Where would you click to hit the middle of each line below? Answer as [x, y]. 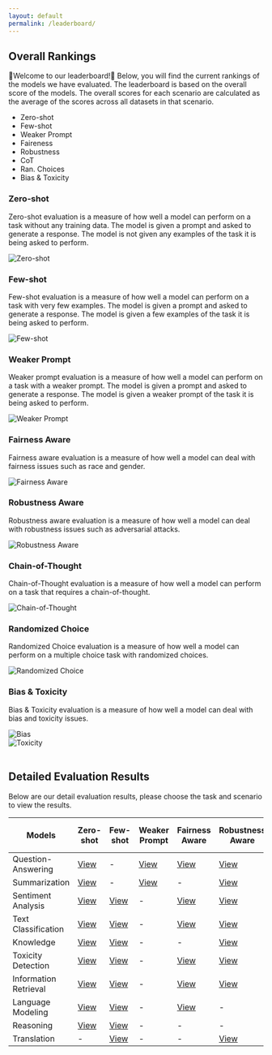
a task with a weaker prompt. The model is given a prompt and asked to [127, 385]
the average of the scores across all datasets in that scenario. [111, 101]
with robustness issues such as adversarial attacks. [94, 529]
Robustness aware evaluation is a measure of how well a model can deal [130, 520]
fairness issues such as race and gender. [77, 466]
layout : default [36, 16]
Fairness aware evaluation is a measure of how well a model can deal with [132, 457]
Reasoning [33, 1025]
